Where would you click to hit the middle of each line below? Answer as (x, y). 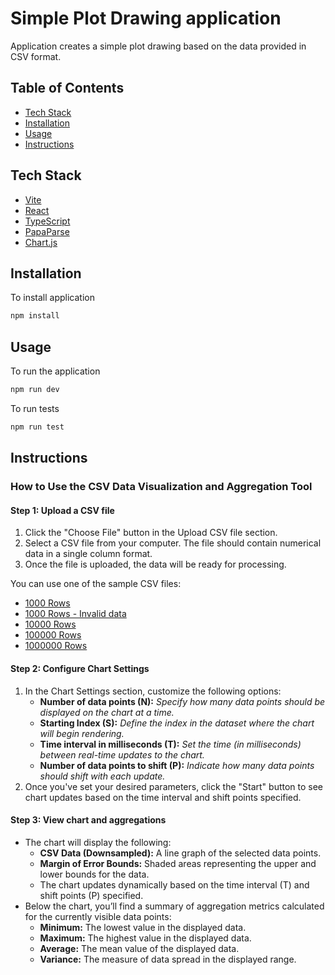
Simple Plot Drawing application (146, 18)
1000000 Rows (56, 646)
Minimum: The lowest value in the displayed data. (143, 927)
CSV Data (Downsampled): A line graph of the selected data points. (180, 853)
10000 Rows (50, 624)
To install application (52, 298)
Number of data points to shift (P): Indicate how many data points (177, 765)
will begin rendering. (82, 733)
